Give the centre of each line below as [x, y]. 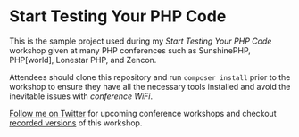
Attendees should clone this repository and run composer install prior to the [150, 77]
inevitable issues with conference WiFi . [81, 96]
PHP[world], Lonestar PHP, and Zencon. [83, 60]
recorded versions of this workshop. [76, 123]
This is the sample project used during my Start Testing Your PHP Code [141, 41]
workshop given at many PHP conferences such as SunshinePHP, [130, 50]
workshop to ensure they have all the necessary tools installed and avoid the [150, 86]
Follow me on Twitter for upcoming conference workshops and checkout [143, 113]
